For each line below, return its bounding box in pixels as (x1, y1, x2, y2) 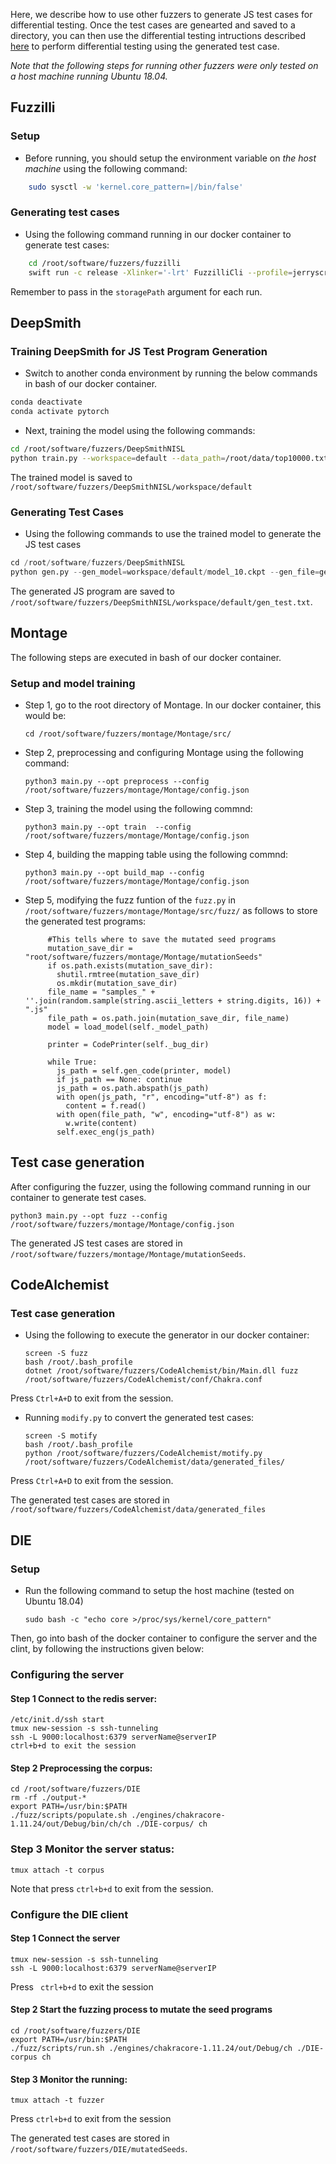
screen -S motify (24, 1431, 98, 1441)
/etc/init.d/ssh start (10, 1715, 105, 1725)
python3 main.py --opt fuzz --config (10, 1210, 168, 1221)
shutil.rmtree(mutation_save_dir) (56, 969, 201, 979)
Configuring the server (10, 1668, 125, 1682)
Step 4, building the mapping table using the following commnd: (24, 848, 289, 860)
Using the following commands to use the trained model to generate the (24, 528, 322, 540)
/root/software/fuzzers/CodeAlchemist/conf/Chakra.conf (24, 1375, 263, 1385)
